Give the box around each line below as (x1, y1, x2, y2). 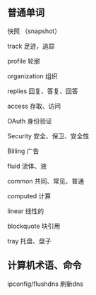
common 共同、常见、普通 (7, 176, 85, 185)
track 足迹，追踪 (7, 42, 55, 50)
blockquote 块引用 (7, 222, 61, 230)
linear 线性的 (7, 207, 44, 215)
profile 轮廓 (7, 56, 41, 65)
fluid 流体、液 (7, 162, 47, 170)
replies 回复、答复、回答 (7, 87, 79, 95)
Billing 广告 (7, 147, 40, 155)
